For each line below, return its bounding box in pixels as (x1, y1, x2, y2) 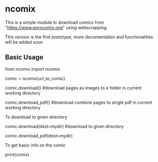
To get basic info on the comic (5, 142, 66, 148)
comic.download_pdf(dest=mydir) (5, 132, 73, 139)
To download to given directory (5, 114, 68, 120)
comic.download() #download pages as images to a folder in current (5, 85, 142, 91)
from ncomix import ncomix (5, 66, 61, 72)
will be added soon (5, 39, 43, 45)
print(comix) (5, 151, 30, 157)
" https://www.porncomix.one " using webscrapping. (5, 24, 108, 30)
